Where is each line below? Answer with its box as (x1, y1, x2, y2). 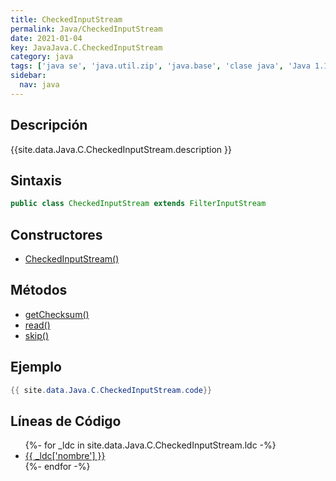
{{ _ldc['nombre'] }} (24, 450, 106, 462)
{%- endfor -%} (24, 461, 91, 473)
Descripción (10, 117, 88, 134)
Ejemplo (10, 359, 62, 376)
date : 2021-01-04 (10, 33, 83, 43)
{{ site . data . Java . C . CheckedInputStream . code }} (10, 385, 213, 395)
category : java (10, 52, 74, 62)
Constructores (10, 226, 103, 243)
